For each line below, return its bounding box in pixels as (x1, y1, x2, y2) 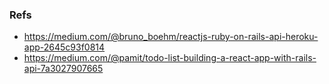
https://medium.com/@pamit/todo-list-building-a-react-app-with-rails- (23, 52, 317, 64)
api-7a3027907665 (23, 63, 104, 75)
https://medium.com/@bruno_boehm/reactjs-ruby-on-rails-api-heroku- (23, 31, 319, 43)
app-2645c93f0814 (23, 41, 106, 53)
